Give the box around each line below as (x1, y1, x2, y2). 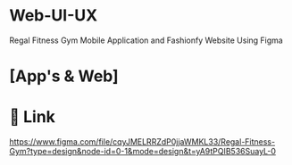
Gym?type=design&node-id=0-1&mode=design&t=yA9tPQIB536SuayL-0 (9, 146, 277, 157)
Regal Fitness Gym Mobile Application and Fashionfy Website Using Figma (9, 35, 283, 45)
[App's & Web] (9, 66, 119, 87)
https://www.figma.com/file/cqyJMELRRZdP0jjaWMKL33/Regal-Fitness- (9, 136, 275, 147)
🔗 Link (9, 107, 56, 128)
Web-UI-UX (9, 5, 98, 26)
